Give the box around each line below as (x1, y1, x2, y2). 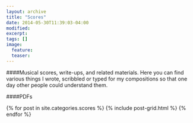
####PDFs (6, 93, 33, 100)
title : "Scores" (6, 14, 46, 20)
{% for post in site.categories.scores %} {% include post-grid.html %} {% (6, 104, 186, 111)
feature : (11, 47, 33, 53)
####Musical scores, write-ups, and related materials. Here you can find (6, 69, 184, 76)
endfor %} (6, 111, 31, 118)
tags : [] (6, 36, 28, 42)
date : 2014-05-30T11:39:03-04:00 (6, 20, 89, 25)
